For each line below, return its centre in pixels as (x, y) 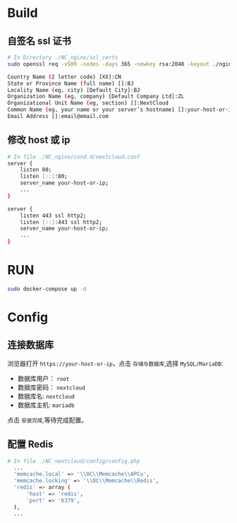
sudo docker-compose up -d (47, 289)
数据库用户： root (43, 378)
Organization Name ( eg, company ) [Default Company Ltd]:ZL (96, 97)
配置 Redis (30, 444)
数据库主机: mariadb (46, 405)
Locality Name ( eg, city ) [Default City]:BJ (74, 90)
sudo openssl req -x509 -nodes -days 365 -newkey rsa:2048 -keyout (109, 64)
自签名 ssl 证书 (39, 41)
